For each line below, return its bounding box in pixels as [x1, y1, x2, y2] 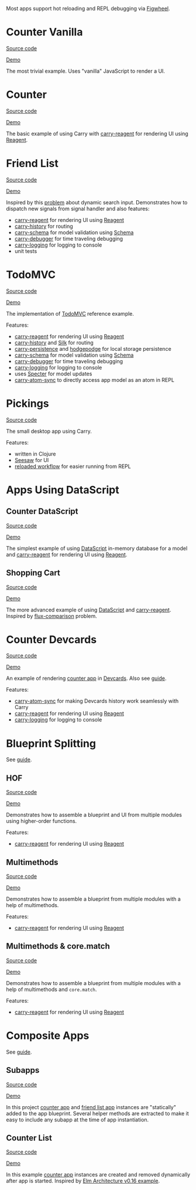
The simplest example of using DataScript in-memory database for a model [6, 545, 188, 552]
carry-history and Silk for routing [14, 339, 94, 346]
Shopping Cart [6, 568, 60, 578]
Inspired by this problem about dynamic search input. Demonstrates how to [6, 199, 188, 206]
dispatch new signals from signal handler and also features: [6, 205, 150, 212]
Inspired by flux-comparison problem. [6, 612, 98, 620]
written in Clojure [14, 450, 56, 457]
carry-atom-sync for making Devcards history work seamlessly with [14, 697, 179, 705]
